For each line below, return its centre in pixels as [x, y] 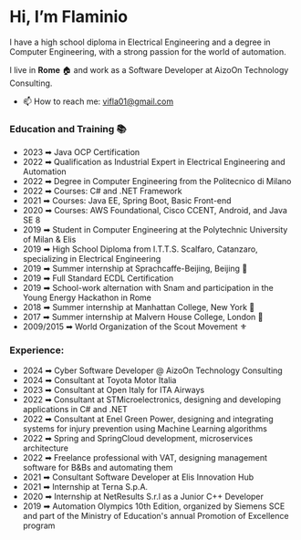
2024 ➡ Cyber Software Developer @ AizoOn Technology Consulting [152, 370]
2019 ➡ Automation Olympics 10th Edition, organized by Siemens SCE [154, 506]
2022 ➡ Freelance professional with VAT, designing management [145, 457]
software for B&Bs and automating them [98, 467]
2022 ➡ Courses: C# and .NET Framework [102, 191]
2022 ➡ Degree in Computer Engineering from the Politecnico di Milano [157, 182]
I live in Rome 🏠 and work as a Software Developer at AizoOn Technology [149, 69]
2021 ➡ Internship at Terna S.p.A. [85, 486]
